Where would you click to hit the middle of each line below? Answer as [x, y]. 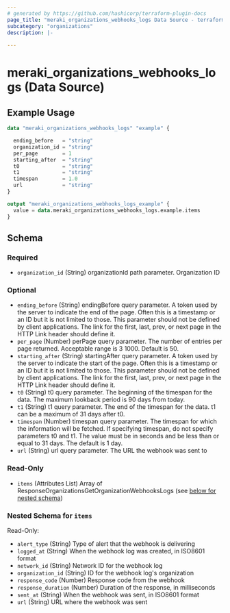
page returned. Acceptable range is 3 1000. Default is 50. [98, 349]
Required [23, 258]
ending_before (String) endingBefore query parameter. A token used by [117, 305]
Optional [22, 290]
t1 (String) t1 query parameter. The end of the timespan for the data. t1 [116, 407]
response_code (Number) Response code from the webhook [101, 580]
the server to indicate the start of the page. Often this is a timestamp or [117, 363]
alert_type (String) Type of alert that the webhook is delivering [106, 544]
